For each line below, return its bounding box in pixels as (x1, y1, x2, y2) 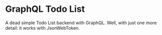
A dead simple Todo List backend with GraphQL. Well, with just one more (5, 20, 157, 26)
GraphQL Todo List (5, 3, 85, 15)
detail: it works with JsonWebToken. (5, 25, 80, 31)
